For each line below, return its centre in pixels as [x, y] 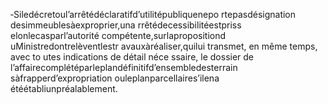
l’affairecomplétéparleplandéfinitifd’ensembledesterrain [124, 67]
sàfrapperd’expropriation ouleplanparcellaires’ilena [115, 78]
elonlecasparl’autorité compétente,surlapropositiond [118, 35]
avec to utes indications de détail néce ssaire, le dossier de [132, 57]
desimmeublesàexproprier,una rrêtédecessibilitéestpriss [126, 25]
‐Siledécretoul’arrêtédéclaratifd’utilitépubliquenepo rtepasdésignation [153, 14]
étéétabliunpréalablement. [64, 88]
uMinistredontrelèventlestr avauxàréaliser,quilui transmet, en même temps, [164, 46]
